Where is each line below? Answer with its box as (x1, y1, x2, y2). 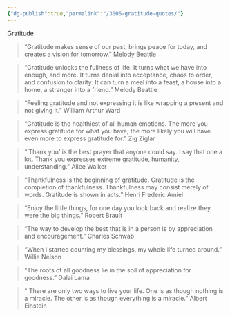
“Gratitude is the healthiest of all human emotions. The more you (23, 119, 209, 128)
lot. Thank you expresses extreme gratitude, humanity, (23, 155, 180, 163)
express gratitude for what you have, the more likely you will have (23, 127, 211, 135)
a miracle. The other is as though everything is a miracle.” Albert (23, 294, 207, 302)
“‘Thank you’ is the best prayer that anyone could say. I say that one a (23, 147, 223, 156)
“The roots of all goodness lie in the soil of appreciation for (23, 266, 192, 274)
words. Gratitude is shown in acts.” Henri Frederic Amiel (23, 190, 184, 198)
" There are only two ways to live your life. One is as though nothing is (23, 286, 224, 295)
